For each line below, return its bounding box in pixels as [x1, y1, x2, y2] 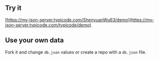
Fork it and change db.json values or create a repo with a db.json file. [5, 49, 147, 55]
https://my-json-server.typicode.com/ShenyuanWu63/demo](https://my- [6, 17, 154, 22]
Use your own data [5, 36, 64, 44]
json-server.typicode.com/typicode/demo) [5, 22, 92, 28]
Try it [5, 4, 22, 12]
